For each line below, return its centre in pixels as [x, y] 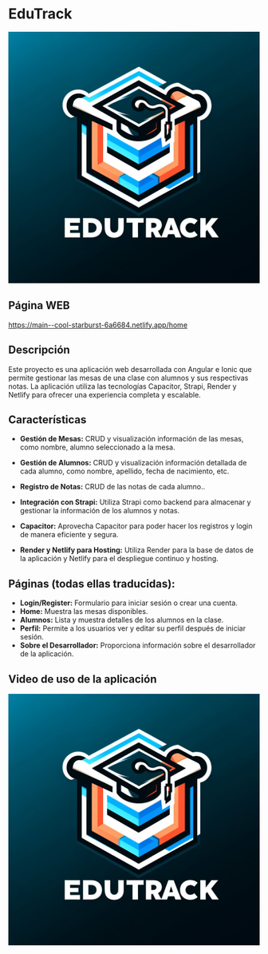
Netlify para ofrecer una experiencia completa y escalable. [104, 394]
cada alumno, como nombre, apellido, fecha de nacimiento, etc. [124, 471]
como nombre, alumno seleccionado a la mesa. [97, 447]
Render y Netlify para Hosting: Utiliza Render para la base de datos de [136, 550]
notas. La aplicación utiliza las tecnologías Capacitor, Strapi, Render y [122, 386]
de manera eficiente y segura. [69, 535]
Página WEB [39, 305]
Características [47, 420]
